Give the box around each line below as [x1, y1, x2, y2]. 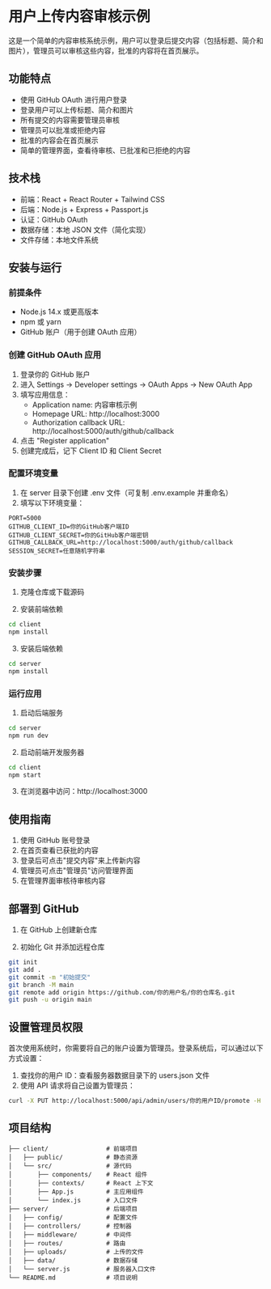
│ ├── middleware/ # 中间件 [8, 1231, 132, 1239]
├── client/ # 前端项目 [8, 1144, 138, 1153]
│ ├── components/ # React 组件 [8, 1170, 148, 1178]
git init [8, 958, 38, 967]
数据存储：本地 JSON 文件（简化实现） [19, 224, 150, 235]
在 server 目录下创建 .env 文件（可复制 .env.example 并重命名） [19, 487, 233, 498]
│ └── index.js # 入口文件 [8, 1196, 138, 1204]
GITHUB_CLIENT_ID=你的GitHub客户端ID [8, 523, 129, 531]
